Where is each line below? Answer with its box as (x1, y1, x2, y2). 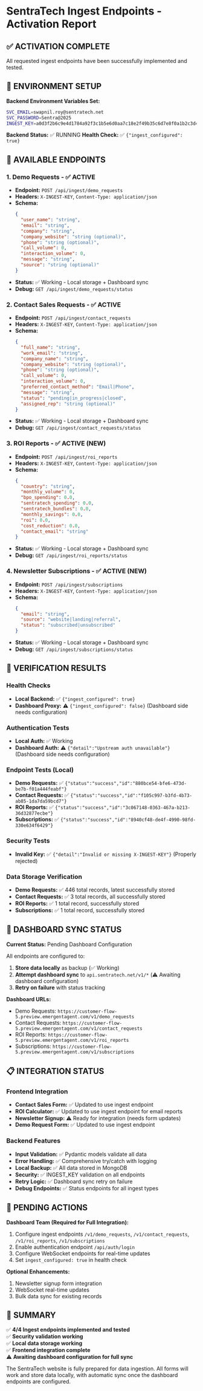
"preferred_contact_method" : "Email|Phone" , (21, 384, 135, 390)
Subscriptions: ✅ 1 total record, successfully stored (14, 906, 145, 913)
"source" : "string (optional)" (21, 262, 100, 268)
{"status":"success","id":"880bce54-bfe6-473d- (65, 781, 187, 787)
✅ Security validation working (6, 1333, 83, 1340)
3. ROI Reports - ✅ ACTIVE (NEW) (6, 439, 106, 448)
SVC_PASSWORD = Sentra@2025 (6, 115, 71, 121)
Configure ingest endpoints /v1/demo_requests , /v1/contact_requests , (14, 1230, 189, 1238)
